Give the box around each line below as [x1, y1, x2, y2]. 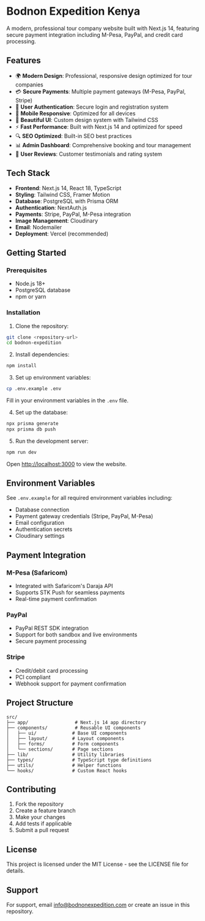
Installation [6, 308, 41, 317]
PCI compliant [15, 673, 51, 681]
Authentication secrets [15, 525, 73, 533]
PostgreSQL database [15, 286, 71, 294]
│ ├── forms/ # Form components [6, 741, 119, 747]
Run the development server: [15, 437, 89, 445]
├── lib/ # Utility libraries [6, 751, 124, 758]
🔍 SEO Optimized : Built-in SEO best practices [15, 132, 132, 139]
